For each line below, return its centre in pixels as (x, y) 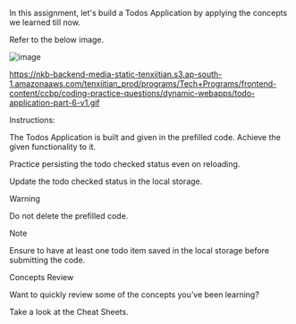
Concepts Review (42, 277)
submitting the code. (47, 260)
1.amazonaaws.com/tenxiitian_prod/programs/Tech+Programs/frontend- (143, 83)
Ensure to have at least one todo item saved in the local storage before (140, 250)
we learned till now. (45, 22)
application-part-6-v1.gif (55, 103)
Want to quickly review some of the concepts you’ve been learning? (134, 295)
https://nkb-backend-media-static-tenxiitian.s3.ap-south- (116, 74)
